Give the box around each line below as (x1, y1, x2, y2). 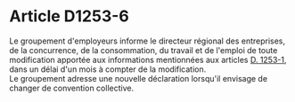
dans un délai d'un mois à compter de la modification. (9, 64, 207, 75)
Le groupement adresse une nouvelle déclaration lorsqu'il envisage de (9, 73, 268, 83)
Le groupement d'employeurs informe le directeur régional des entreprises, (9, 35, 286, 46)
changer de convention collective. (9, 82, 135, 93)
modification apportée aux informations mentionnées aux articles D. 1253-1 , (9, 54, 287, 65)
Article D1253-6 (9, 6, 129, 27)
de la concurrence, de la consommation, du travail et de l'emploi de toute (9, 44, 278, 55)
